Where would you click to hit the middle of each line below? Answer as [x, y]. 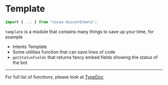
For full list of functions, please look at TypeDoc [54, 77]
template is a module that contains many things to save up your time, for [79, 31]
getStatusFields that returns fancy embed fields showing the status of [85, 57]
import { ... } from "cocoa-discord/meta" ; [51, 22]
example [14, 37]
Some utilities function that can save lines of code [64, 52]
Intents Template [30, 46]
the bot [20, 62]
